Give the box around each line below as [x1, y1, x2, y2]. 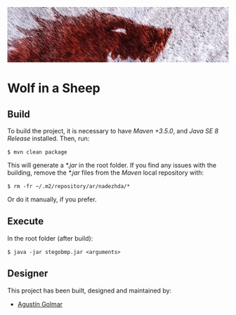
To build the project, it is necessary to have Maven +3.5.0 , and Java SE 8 [7, 127, 219, 135]
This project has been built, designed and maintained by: [7, 286, 172, 295]
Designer [7, 267, 48, 280]
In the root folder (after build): [7, 234, 93, 242]
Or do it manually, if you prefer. [7, 195, 97, 203]
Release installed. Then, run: [7, 134, 90, 142]
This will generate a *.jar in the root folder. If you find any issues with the [7, 161, 216, 169]
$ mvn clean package [7, 149, 68, 156]
